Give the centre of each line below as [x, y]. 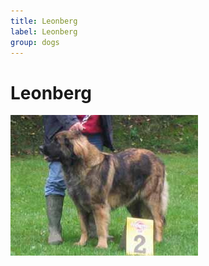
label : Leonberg [44, 31]
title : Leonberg [44, 21]
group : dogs [35, 42]
